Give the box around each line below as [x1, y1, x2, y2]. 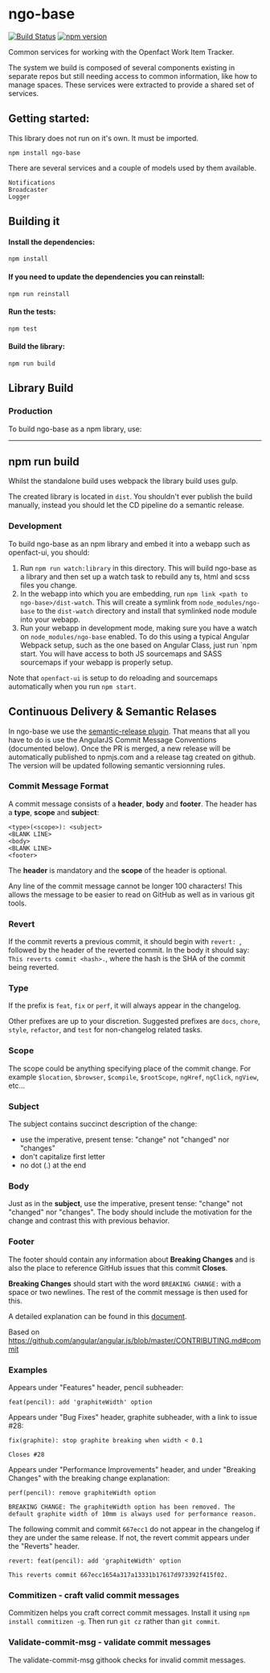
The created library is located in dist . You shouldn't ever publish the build [8, 492, 253, 501]
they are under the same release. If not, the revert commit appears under [8, 1533, 250, 1542]
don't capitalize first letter [19, 1152, 106, 1162]
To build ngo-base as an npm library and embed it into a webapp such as [8, 539, 251, 548]
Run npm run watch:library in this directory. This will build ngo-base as [19, 563, 257, 572]
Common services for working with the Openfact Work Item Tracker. [8, 47, 235, 56]
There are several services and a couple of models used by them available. [8, 163, 257, 173]
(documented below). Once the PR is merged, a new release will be [8, 743, 231, 753]
